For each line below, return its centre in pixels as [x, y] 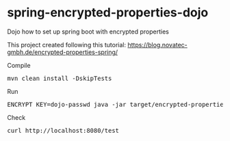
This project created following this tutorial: [67, 44]
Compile [19, 65]
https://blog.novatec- [158, 44]
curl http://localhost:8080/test [63, 130]
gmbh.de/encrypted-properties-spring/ [63, 52]
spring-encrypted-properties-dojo [108, 13]
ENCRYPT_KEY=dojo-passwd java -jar [67, 104]
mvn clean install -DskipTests [60, 78]
